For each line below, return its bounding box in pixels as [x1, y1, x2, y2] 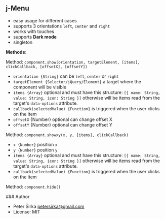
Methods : [6, 49, 27, 55]
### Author [6, 193, 30, 200]
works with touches [13, 28, 55, 35]
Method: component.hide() [6, 183, 61, 190]
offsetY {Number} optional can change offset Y [13, 121, 113, 128]
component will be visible [13, 84, 67, 90]
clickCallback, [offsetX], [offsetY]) [6, 64, 88, 69]
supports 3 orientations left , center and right [13, 23, 110, 29]
